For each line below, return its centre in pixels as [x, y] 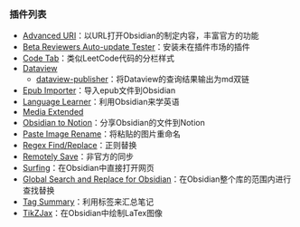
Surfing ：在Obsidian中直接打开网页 [89, 168]
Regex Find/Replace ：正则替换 [80, 146]
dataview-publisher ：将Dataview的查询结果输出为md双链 [143, 80]
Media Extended [53, 112]
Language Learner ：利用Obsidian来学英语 [101, 102]
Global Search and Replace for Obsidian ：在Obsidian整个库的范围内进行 [157, 179]
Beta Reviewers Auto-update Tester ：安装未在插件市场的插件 [136, 47]
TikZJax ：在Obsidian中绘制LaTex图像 [92, 213]
